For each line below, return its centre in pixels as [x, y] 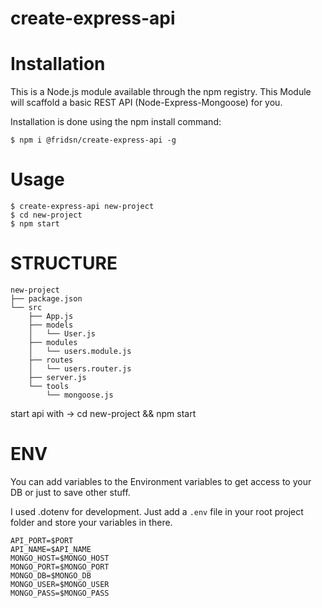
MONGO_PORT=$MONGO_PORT [60, 567]
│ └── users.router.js [80, 369]
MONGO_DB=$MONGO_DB [51, 575]
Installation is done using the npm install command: [116, 122]
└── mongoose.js [80, 395]
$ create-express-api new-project [82, 207]
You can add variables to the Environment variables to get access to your [161, 481]
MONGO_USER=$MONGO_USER [60, 584]
